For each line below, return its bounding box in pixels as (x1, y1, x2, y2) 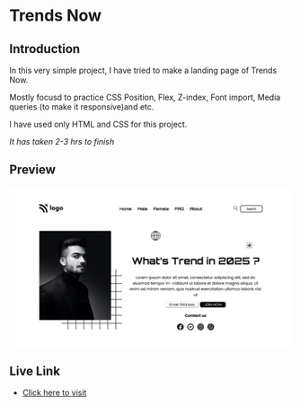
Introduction (9, 41, 81, 57)
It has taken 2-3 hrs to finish (9, 137, 115, 146)
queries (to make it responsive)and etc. (9, 101, 154, 112)
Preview (9, 163, 57, 178)
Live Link (9, 363, 61, 378)
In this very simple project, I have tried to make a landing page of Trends (9, 65, 278, 75)
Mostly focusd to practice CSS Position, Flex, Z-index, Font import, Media (9, 92, 281, 102)
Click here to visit (22, 387, 87, 398)
